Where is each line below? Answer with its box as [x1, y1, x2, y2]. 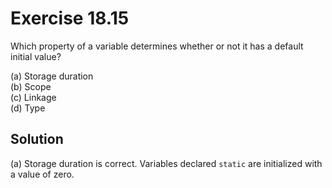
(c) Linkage [10, 91, 57, 103]
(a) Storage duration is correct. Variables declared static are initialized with [10, 157, 323, 169]
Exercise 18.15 [10, 7, 130, 30]
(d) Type [10, 102, 46, 114]
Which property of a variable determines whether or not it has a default [10, 40, 304, 52]
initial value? [10, 50, 62, 62]
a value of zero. [10, 168, 75, 180]
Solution [10, 131, 64, 148]
